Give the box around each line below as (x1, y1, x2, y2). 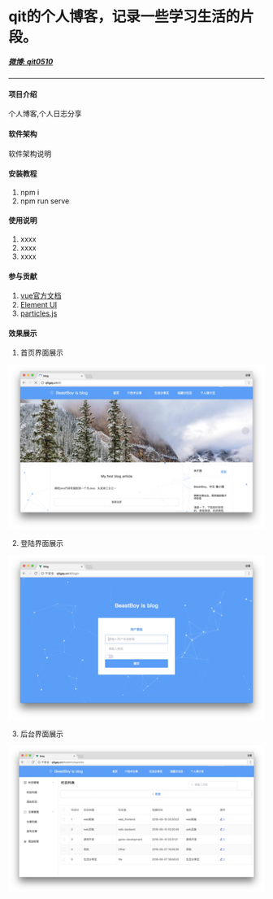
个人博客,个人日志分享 (8, 109, 83, 119)
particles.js (19, 308, 58, 318)
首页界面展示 (19, 347, 63, 358)
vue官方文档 (19, 290, 63, 301)
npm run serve (19, 196, 70, 206)
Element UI (19, 300, 58, 310)
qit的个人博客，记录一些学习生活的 (8, 7, 240, 26)
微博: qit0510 (8, 56, 54, 66)
